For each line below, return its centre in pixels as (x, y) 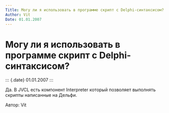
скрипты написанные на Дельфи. (41, 95)
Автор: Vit (16, 105)
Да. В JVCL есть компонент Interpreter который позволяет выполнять (80, 90)
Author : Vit (18, 15)
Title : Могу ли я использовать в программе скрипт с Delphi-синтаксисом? (85, 10)
